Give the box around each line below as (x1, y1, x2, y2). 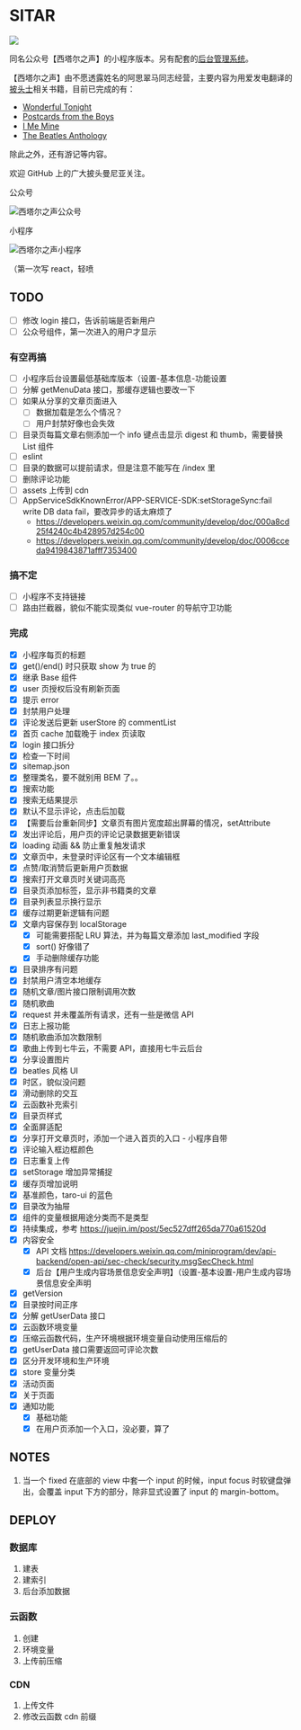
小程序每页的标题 (22, 649, 86, 660)
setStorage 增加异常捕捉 (22, 1166, 113, 1178)
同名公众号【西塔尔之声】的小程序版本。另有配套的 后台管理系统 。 (9, 53, 253, 64)
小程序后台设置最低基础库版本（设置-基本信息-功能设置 (22, 373, 227, 384)
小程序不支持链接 (22, 591, 86, 602)
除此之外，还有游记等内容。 (9, 148, 112, 159)
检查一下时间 (22, 751, 70, 762)
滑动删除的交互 (22, 1088, 78, 1099)
